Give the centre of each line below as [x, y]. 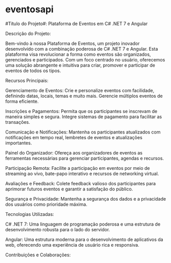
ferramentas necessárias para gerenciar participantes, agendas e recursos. [85, 158]
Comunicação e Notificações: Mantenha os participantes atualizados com [83, 132]
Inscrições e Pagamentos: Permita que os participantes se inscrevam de [81, 111]
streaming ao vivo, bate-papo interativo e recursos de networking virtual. [82, 173]
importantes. [19, 143]
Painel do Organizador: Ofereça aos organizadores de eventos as [74, 152]
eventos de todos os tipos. [33, 71]
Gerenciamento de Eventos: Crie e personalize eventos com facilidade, [80, 90]
